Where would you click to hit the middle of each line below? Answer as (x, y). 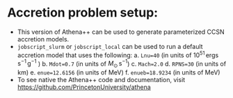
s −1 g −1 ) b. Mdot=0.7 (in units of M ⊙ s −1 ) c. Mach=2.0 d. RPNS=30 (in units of (122, 64)
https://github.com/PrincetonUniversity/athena (84, 87)
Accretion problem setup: (83, 13)
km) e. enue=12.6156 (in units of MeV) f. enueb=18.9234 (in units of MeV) (119, 72)
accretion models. (43, 39)
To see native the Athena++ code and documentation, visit (101, 80)
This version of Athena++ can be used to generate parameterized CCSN (121, 32)
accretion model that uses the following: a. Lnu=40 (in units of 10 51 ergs (118, 55)
